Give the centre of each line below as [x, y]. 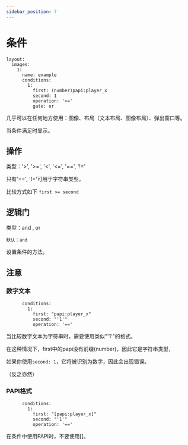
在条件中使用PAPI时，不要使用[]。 [47, 436]
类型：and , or [23, 228]
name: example [39, 75]
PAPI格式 [19, 391]
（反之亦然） [22, 374]
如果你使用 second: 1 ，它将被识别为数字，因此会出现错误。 [78, 361]
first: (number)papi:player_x [70, 90]
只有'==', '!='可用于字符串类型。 [45, 179]
